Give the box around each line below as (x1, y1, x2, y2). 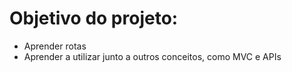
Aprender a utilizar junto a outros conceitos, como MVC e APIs (23, 50, 282, 62)
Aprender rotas (23, 40, 87, 52)
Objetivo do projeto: (9, 7, 179, 30)
